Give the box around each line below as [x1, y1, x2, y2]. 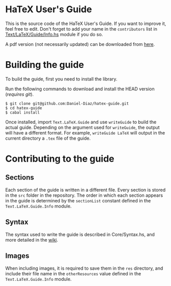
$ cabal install [5, 110, 40, 115]
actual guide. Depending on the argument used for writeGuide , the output [5, 124, 160, 131]
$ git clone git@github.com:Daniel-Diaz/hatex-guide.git [5, 101, 129, 106]
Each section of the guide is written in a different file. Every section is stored [5, 187, 166, 193]
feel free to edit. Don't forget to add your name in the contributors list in [5, 25, 157, 32]
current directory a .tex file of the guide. [5, 135, 91, 141]
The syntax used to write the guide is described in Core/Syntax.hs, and [5, 231, 155, 238]
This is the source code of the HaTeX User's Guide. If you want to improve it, [5, 20, 166, 27]
